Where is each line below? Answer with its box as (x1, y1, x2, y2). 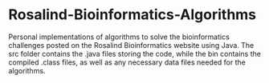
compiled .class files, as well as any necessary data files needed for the (8, 57, 247, 67)
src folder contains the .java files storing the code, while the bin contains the (8, 49, 261, 58)
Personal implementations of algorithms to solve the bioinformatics (8, 32, 230, 41)
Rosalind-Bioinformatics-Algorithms (8, 6, 257, 24)
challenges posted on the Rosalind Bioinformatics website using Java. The (8, 40, 255, 49)
